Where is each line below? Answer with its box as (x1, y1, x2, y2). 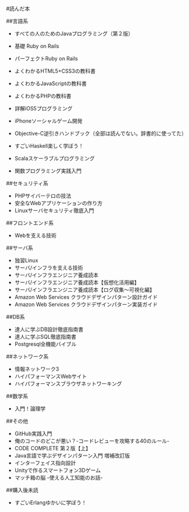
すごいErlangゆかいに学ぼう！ (14, 499, 87, 506)
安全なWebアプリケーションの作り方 (14, 200, 103, 207)
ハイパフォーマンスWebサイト (14, 373, 87, 380)
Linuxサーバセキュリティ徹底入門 (14, 207, 95, 214)
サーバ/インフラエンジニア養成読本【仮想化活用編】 (14, 279, 140, 286)
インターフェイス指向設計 (14, 460, 76, 466)
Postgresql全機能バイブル (14, 341, 77, 348)
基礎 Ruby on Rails (14, 43, 60, 49)
